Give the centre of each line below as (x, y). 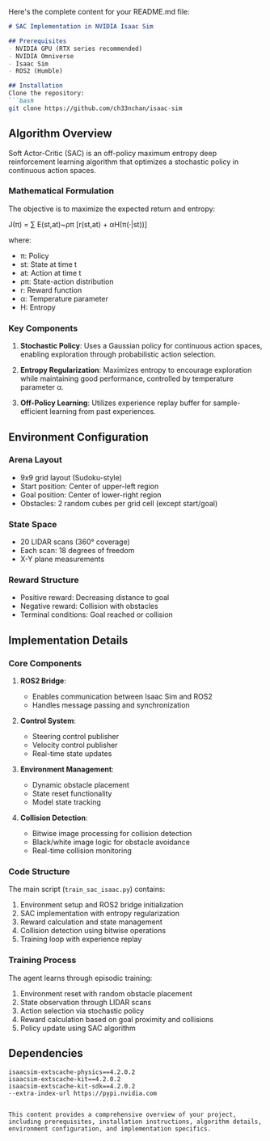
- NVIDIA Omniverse (41, 56)
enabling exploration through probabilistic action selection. (118, 354)
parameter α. (42, 387)
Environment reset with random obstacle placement (106, 993)
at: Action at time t (51, 273)
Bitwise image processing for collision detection (112, 834)
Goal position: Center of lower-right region (91, 494)
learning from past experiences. (103, 412)
